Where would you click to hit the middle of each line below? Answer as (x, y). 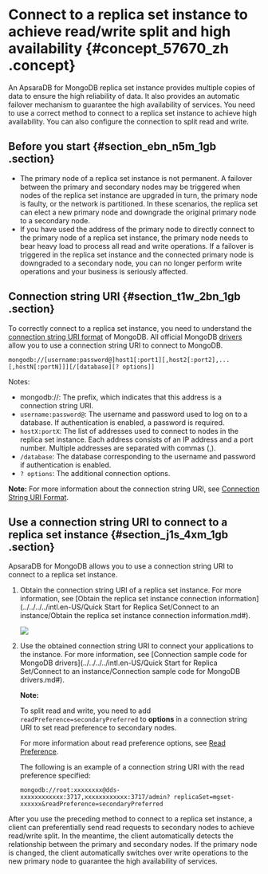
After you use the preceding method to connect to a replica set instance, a (130, 819)
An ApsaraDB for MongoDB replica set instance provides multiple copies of (132, 87)
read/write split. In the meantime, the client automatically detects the (121, 836)
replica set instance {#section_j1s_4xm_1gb (118, 535)
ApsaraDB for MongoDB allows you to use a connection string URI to (121, 566)
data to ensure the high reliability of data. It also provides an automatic (124, 96)
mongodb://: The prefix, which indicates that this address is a (120, 397)
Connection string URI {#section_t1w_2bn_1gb (124, 297)
